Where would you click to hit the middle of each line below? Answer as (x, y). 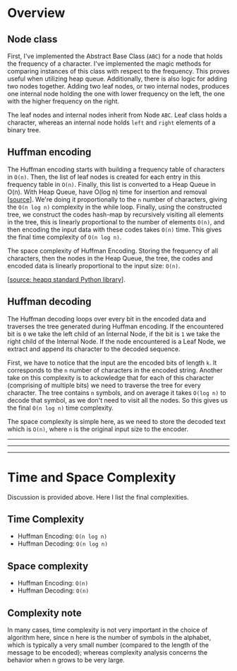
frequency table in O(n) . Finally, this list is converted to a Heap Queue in (112, 184)
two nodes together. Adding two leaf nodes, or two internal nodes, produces (119, 86)
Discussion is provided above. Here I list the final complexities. (98, 497)
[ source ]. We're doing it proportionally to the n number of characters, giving (117, 199)
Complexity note (45, 613)
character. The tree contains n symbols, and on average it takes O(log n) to (117, 392)
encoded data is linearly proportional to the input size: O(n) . (94, 265)
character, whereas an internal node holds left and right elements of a (111, 122)
